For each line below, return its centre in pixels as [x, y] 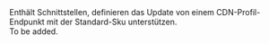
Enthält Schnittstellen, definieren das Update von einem [112, 12]
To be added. [34, 31]
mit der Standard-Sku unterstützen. [112, 22]
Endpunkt [27, 22]
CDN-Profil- [239, 12]
